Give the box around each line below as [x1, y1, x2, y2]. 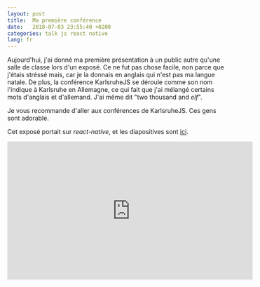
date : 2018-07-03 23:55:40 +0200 [7, 23, 111, 30]
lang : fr [7, 36, 33, 44]
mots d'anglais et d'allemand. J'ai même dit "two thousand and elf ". [7, 93, 203, 102]
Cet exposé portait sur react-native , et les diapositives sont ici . [7, 128, 189, 136]
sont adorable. [7, 114, 49, 123]
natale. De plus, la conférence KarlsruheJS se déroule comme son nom [7, 78, 213, 86]
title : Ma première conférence [7, 17, 102, 24]
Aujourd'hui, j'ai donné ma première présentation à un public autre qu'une [7, 55, 221, 64]
